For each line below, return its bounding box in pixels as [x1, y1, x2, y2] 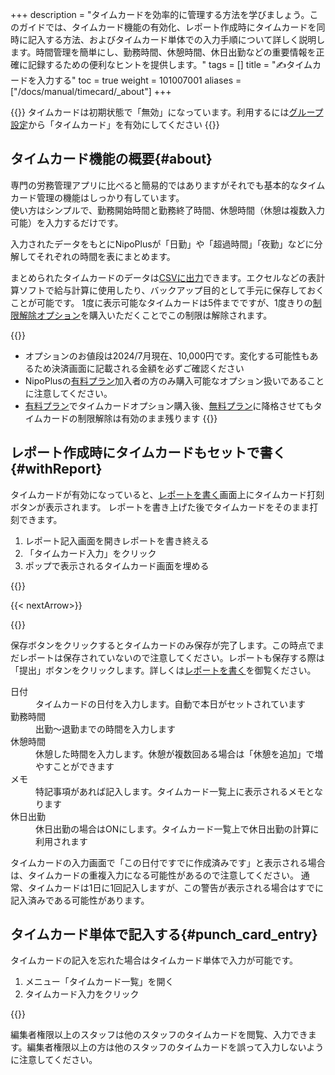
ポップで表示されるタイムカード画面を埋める [24, 559, 210, 572]
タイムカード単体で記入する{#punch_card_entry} [10, 926, 318, 943]
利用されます [35, 835, 88, 847]
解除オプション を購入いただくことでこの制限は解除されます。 [18, 309, 273, 321]
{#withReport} [10, 461, 103, 478]
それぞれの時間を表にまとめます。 [36, 250, 176, 262]
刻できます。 [10, 513, 63, 525]
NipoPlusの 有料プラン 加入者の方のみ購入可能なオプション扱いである [24, 374, 308, 387]
